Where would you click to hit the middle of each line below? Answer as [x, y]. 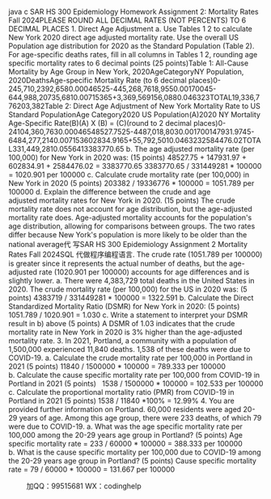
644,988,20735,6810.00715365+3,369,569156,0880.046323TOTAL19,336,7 [134, 97]
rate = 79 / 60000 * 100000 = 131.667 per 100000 [92, 469]
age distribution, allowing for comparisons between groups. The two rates [132, 226]
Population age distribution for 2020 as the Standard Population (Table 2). [131, 46]
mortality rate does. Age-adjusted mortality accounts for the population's [130, 218]
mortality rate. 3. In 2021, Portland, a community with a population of [123, 341]
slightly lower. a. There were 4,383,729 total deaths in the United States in [131, 281]
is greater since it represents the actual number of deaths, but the [118, 263]
